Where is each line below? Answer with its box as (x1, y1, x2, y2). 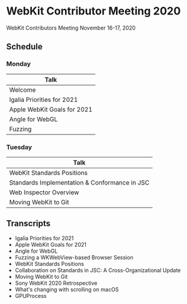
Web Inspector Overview (9, 188, 79, 197)
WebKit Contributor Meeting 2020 (6, 4, 181, 18)
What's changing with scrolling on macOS (14, 285, 119, 293)
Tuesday (6, 143, 32, 151)
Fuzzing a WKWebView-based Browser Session (14, 253, 133, 261)
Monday (6, 60, 31, 68)
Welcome (9, 86, 36, 94)
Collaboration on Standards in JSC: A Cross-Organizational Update (14, 267, 182, 274)
